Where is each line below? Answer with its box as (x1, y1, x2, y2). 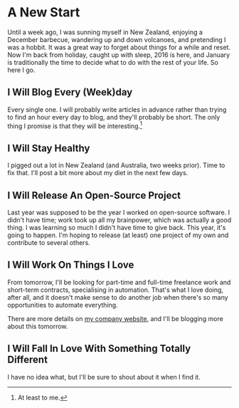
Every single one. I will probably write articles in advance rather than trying (7, 105, 227, 114)
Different (7, 354, 48, 366)
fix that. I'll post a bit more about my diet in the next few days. (7, 169, 188, 177)
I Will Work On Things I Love (7, 259, 134, 271)
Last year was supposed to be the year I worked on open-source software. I (7, 208, 230, 217)
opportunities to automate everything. (7, 300, 119, 309)
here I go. (7, 66, 36, 74)
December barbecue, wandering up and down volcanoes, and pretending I (7, 35, 226, 43)
